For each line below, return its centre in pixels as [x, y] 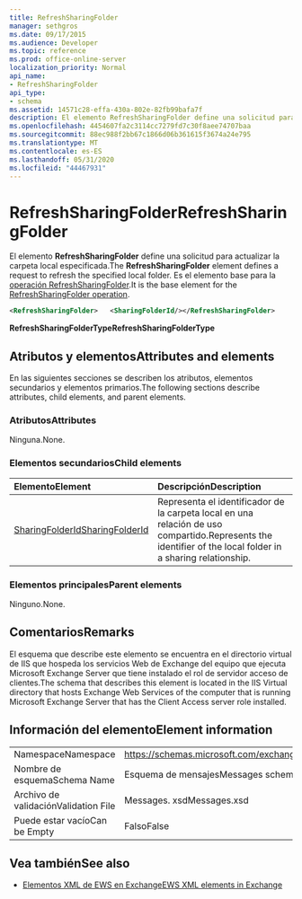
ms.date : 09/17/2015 [48, 34]
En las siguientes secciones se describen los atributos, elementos [131, 378]
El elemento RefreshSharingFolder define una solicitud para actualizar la [145, 256]
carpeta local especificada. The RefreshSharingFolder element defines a [144, 266]
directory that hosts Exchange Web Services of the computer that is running [150, 692]
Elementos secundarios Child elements [96, 463]
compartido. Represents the [214, 535]
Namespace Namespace [65, 754]
